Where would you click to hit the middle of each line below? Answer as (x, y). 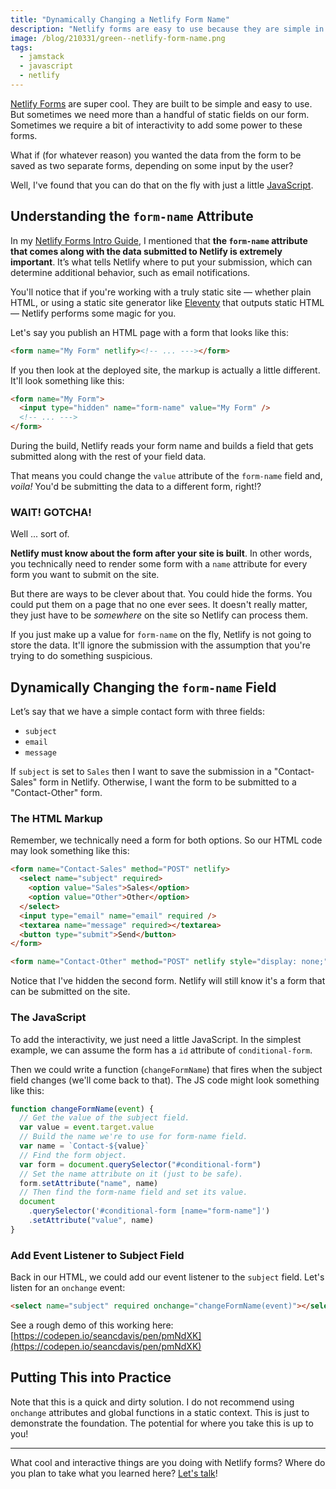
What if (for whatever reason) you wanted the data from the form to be (156, 155)
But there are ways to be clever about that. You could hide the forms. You (161, 594)
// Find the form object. (73, 1155)
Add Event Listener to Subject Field (97, 1255)
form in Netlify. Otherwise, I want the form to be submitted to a (168, 782)
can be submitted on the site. (70, 992)
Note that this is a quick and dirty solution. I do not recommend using (152, 1402)
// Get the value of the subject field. (104, 1118)
